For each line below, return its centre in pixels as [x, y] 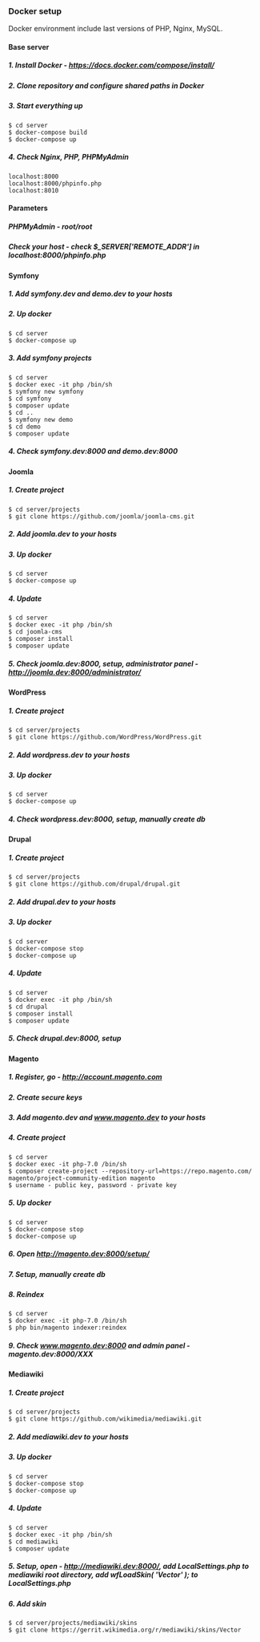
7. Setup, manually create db [57, 1274]
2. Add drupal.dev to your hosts [62, 902]
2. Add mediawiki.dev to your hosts [69, 1437]
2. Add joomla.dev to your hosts [63, 534]
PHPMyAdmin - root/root [50, 226]
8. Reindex [26, 1294]
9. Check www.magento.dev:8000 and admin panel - [99, 1345]
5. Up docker [30, 1203]
